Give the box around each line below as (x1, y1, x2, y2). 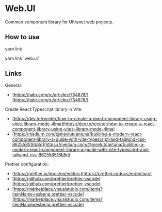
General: (5, 82, 22, 88)
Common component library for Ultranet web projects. (5, 19, 113, 25)
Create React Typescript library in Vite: (5, 106, 82, 112)
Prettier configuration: (5, 161, 49, 167)
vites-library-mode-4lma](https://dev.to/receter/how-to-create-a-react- (12, 121, 156, 127)
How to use (5, 33, 40, 41)
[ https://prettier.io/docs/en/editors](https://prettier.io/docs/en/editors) (12, 170, 152, 176)
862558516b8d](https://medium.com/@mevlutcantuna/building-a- (12, 141, 146, 147)
